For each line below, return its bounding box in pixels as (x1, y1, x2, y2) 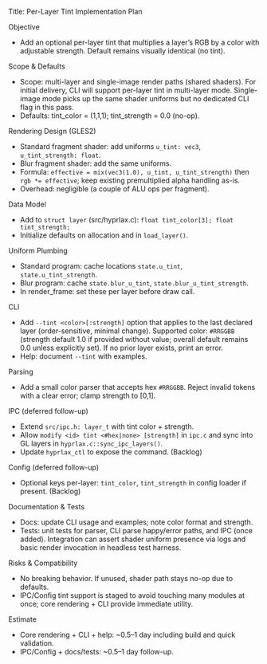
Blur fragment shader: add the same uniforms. (19, 159, 172, 168)
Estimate (8, 615, 37, 624)
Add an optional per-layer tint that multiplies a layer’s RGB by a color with (19, 37, 260, 47)
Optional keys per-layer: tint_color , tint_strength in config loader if (19, 478, 247, 487)
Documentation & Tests (8, 502, 85, 511)
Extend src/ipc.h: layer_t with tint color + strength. (19, 422, 194, 431)
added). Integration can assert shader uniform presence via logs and (19, 534, 245, 544)
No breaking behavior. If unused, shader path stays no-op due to (19, 574, 234, 583)
